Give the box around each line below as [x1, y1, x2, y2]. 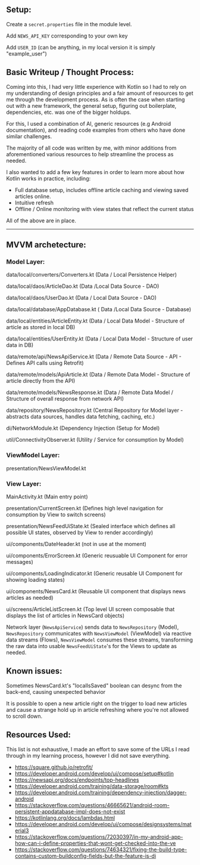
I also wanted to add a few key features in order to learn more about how [6, 168, 185, 175]
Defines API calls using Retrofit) [6, 359, 85, 367]
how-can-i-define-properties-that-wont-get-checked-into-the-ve [14, 839, 176, 847]
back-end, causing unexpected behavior [6, 688, 106, 695]
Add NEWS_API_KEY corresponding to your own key [6, 32, 128, 39]
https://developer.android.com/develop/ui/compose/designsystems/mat [14, 820, 192, 827]
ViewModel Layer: [6, 451, 60, 460]
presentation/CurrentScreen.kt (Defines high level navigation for [6, 504, 164, 511]
